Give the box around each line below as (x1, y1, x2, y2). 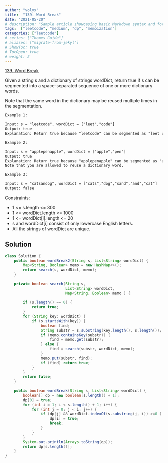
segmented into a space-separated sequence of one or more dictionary (5, 83, 153, 89)
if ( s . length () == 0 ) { (23, 300, 72, 305)
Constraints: (5, 195, 30, 201)
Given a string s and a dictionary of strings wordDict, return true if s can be (5, 77, 160, 83)
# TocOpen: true (5, 49, 39, 54)
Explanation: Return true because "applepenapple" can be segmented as (5, 158, 157, 163)
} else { (40, 342, 59, 347)
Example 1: (5, 113, 28, 118)
